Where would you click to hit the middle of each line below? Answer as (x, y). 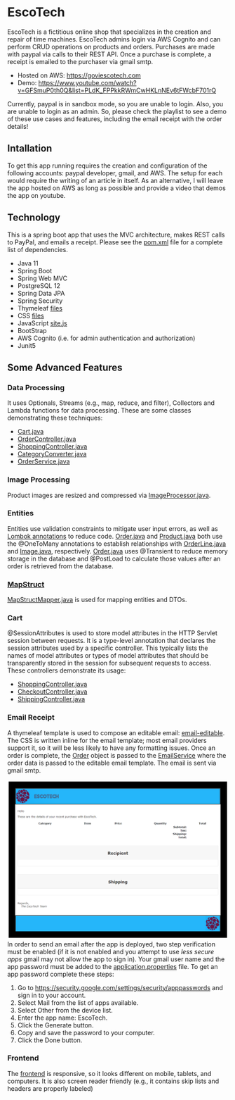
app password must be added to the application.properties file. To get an (113, 966)
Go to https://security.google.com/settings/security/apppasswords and (120, 987)
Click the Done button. (50, 1040)
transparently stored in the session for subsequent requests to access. (109, 663)
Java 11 (28, 263)
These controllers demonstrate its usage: (67, 670)
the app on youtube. (36, 195)
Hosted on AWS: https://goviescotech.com (79, 75)
